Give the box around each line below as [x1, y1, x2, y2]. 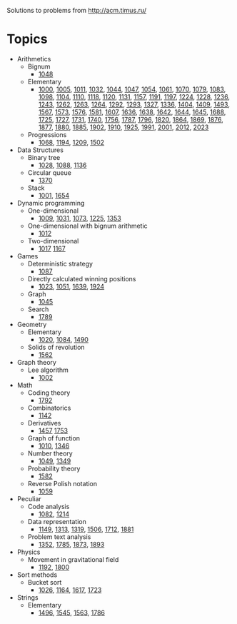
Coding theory [27, 388, 71, 397]
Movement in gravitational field [27, 555, 119, 563]
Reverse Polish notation [27, 479, 98, 488]
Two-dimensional [27, 236, 79, 245]
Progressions [27, 130, 67, 139]
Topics [6, 31, 48, 47]
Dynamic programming [16, 198, 85, 207]
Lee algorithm [27, 366, 69, 374]
